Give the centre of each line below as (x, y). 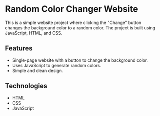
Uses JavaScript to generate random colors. (57, 65)
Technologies (26, 86)
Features (19, 48)
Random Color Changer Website (71, 9)
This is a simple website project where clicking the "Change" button (73, 23)
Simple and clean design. (38, 70)
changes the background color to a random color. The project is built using (80, 27)
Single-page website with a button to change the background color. (80, 60)
